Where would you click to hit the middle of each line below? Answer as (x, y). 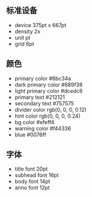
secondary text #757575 (44, 103)
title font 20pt (31, 169)
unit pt (22, 38)
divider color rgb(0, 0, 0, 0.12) (50, 109)
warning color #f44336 (43, 128)
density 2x (27, 31)
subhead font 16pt (37, 175)
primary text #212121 (40, 97)
